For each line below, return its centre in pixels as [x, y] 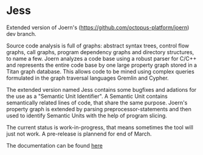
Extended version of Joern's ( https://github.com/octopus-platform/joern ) [98, 27]
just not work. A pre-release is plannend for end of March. [79, 134]
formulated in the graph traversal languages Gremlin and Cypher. [88, 78]
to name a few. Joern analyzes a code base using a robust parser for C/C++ [101, 58]
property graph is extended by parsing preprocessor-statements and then [99, 109]
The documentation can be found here [55, 145]
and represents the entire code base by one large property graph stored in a [102, 65]
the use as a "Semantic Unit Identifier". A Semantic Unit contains [87, 96]
